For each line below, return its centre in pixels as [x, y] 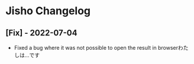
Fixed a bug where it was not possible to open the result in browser [96, 48]
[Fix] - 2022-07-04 [41, 33]
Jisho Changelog [48, 11]
